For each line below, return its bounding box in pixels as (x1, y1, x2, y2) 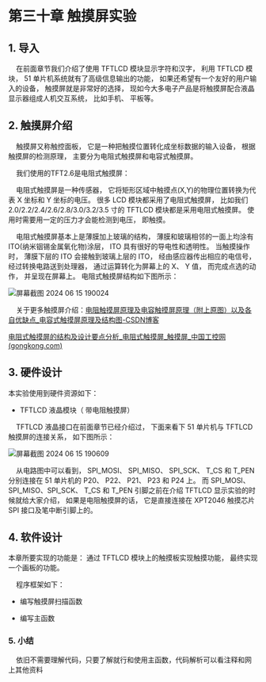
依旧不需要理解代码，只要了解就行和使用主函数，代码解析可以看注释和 (15, 655, 245, 665)
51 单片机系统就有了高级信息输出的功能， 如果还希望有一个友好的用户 (23, 74, 250, 83)
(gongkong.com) (8, 340, 63, 350)
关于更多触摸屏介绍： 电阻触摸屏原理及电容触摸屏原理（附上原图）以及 (15, 305, 245, 314)
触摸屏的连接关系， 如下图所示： (8, 431, 115, 441)
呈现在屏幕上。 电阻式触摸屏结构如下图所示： (30, 271, 179, 281)
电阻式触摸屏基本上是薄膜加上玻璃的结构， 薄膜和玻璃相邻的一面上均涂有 (15, 232, 254, 241)
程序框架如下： (15, 580, 65, 589)
